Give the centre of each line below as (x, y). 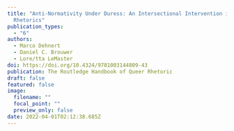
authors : (20, 40)
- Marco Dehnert (37, 46)
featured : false (31, 85)
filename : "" (32, 98)
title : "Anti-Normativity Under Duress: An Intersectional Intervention (115, 14)
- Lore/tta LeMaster (43, 59)
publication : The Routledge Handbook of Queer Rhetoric (90, 71)
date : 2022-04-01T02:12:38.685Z (54, 116)
